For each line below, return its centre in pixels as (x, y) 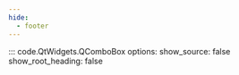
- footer (33, 26)
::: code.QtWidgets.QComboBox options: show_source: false (119, 51)
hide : (18, 17)
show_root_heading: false (56, 61)
